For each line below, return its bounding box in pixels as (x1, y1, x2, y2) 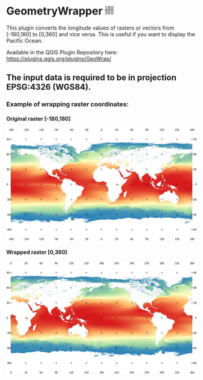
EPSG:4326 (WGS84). (6, 82, 91, 92)
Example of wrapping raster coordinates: (6, 100, 129, 109)
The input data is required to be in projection (6, 72, 177, 83)
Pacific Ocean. (6, 37, 43, 44)
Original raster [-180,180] (6, 115, 71, 122)
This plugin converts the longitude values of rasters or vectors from (6, 24, 175, 31)
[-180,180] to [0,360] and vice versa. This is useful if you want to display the (6, 30, 195, 37)
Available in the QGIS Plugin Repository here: (6, 48, 118, 55)
